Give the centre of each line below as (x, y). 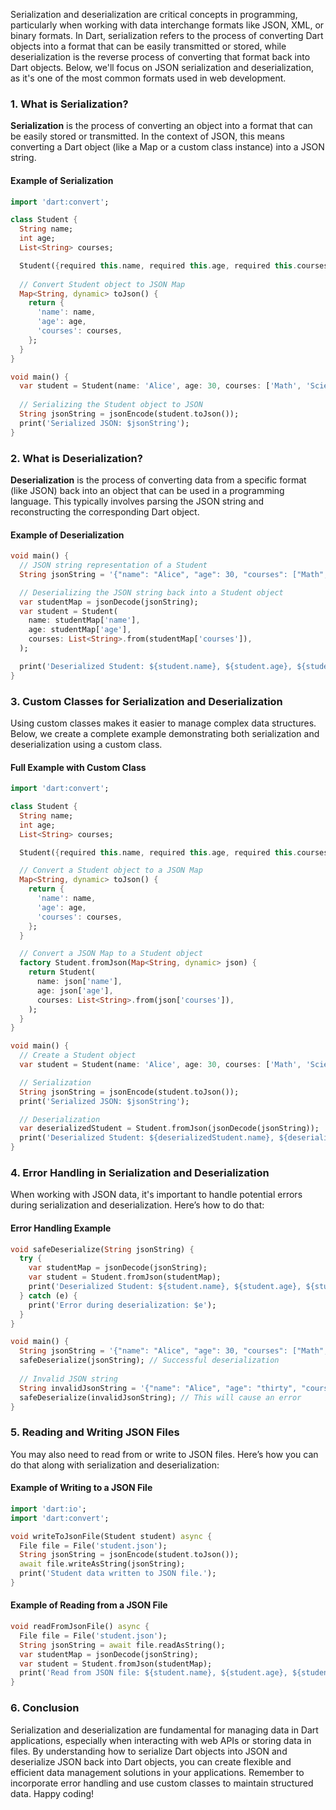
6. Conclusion (45, 1708)
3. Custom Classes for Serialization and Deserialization (146, 701)
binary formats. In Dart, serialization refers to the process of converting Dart (167, 35)
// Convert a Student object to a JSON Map (111, 870)
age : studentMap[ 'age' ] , (80, 630)
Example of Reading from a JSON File (89, 1605)
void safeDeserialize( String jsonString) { (102, 1249)
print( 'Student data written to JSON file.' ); (118, 1574)
